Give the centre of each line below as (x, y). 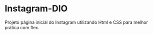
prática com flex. (22, 27)
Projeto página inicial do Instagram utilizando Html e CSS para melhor (76, 22)
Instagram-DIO (36, 9)
